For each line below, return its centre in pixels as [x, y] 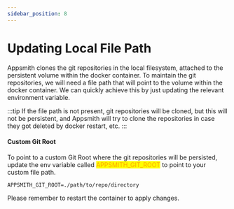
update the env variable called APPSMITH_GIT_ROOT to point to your [107, 164]
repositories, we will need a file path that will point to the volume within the [115, 82]
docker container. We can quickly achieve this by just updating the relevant [116, 90]
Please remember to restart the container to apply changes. [94, 198]
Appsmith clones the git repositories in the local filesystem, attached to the [115, 68]
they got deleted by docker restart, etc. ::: [67, 126]
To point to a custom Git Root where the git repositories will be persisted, [112, 157]
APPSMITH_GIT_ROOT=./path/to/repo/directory [73, 185]
